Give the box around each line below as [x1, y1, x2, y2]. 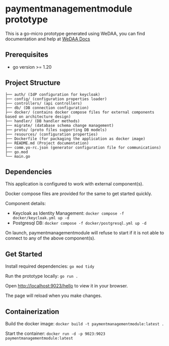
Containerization [5, 307, 60, 316]
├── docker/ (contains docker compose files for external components [5, 110, 155, 115]
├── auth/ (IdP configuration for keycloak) [5, 92, 100, 97]
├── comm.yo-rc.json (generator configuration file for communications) [5, 145, 161, 150]
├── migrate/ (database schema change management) [5, 123, 114, 128]
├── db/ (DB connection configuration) [5, 105, 89, 110]
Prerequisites [5, 51, 48, 59]
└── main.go [5, 154, 30, 159]
